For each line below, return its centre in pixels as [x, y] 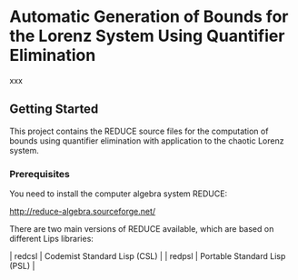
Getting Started [54, 110]
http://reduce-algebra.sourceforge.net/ [83, 212]
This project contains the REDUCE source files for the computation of [139, 131]
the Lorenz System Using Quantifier [147, 36]
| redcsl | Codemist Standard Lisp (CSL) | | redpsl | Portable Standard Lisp [148, 256]
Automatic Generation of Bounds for [149, 17]
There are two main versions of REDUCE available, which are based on [142, 229]
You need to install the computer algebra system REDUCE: [119, 194]
